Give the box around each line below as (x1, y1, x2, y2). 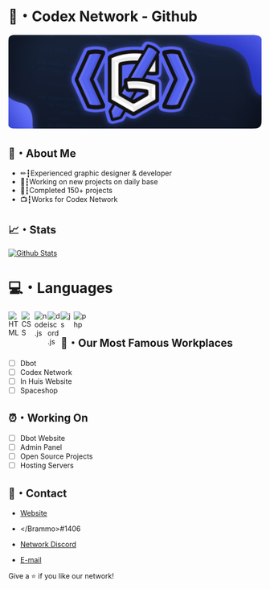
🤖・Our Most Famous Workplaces (60, 336, 233, 350)
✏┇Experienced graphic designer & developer (19, 168, 173, 178)
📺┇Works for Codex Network (19, 195, 118, 204)
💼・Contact (8, 486, 67, 500)
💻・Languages (8, 279, 113, 298)
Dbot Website (19, 433, 66, 443)
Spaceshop (19, 385, 59, 395)
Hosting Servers (19, 460, 74, 471)
